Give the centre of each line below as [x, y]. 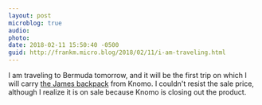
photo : [19, 38]
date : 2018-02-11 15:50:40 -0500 [64, 45]
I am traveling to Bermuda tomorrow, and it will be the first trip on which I [127, 75]
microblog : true [35, 23]
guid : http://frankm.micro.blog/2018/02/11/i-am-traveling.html [117, 52]
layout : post [30, 16]
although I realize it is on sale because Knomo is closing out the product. [127, 92]
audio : [19, 30]
